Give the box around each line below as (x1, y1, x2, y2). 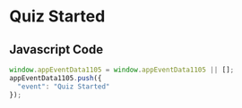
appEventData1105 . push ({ (9, 73, 102, 82)
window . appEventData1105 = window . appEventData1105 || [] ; (9, 65, 235, 74)
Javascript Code (9, 42, 104, 57)
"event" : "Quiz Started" (17, 82, 110, 91)
